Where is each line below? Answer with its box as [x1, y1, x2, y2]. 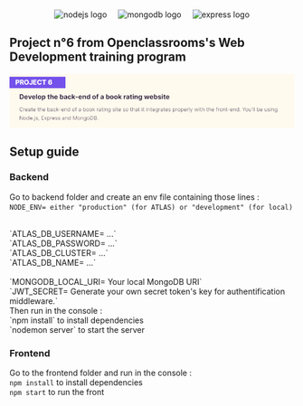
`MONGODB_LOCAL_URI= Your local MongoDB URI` [9, 276, 203, 287]
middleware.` [9, 295, 59, 307]
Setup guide [9, 144, 80, 159]
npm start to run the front [9, 387, 105, 398]
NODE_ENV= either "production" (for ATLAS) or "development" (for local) [9, 203, 294, 212]
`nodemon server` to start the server [9, 324, 146, 335]
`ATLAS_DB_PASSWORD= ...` [9, 238, 118, 249]
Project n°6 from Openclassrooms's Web [9, 35, 245, 51]
